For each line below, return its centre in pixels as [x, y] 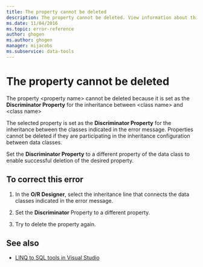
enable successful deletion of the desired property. [70, 160]
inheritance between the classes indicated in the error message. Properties [100, 129]
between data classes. [34, 142]
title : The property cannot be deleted [56, 12]
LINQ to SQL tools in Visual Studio [57, 258]
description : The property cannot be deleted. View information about [97, 18]
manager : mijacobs [29, 46]
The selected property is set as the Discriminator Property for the [89, 123]
